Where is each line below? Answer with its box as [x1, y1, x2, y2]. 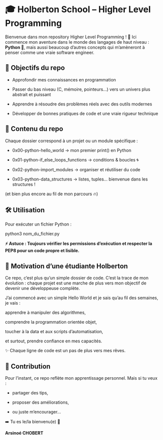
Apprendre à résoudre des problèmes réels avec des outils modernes [12, 101, 153, 107]
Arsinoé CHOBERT [5, 430, 44, 436]
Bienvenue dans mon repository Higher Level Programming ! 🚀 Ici [5, 34, 137, 40]
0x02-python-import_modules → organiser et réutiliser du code [12, 166, 140, 172]
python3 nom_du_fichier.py [5, 231, 60, 237]
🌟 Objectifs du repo [5, 64, 65, 72]
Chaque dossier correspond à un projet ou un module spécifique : [5, 138, 138, 144]
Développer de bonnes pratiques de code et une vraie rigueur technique [12, 110, 158, 116]
